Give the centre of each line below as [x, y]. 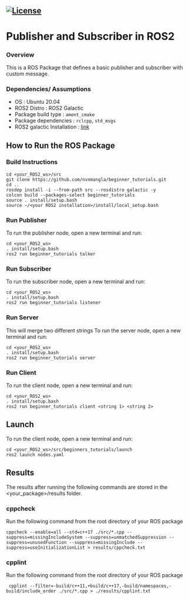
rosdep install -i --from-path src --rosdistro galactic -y [81, 190]
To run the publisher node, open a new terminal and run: [74, 233]
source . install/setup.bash [42, 200]
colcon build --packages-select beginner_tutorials [70, 195]
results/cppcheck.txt [119, 548]
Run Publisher [26, 220]
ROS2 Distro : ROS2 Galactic [49, 108]
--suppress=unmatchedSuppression [126, 537]
